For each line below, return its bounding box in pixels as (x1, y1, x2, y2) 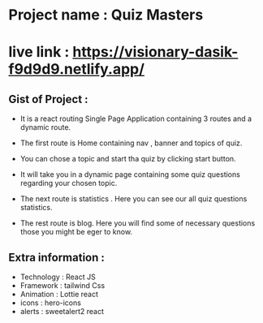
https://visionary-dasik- (72, 43, 239, 62)
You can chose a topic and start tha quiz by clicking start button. (19, 154, 237, 164)
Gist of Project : (8, 92, 88, 106)
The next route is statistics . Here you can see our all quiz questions (19, 194, 248, 204)
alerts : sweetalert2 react (19, 307, 104, 316)
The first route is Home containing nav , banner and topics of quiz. (19, 138, 243, 148)
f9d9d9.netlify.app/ (8, 60, 144, 79)
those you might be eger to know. (19, 227, 132, 237)
